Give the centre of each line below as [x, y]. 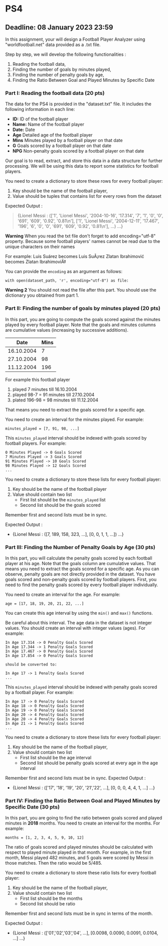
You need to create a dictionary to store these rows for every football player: [84, 181]
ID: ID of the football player [40, 119]
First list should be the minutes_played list [63, 499]
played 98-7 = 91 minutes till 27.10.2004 [53, 394]
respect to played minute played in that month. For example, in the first [78, 852]
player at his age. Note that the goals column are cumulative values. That [80, 563]
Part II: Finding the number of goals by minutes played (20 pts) [83, 308]
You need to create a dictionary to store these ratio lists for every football [81, 873]
